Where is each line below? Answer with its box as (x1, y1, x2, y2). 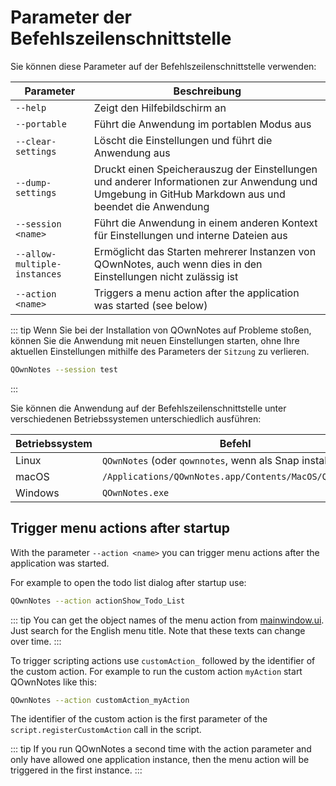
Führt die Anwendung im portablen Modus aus (93, 117, 312, 131)
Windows (15, 486, 60, 500)
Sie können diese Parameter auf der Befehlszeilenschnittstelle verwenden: (10, 60, 317, 72)
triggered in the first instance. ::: (10, 764, 143, 776)
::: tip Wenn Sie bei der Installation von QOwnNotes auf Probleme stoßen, (10, 324, 312, 336)
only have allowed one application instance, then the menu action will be (10, 754, 310, 766)
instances (15, 268, 62, 280)
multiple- (15, 258, 62, 270)
